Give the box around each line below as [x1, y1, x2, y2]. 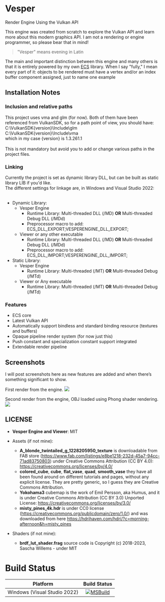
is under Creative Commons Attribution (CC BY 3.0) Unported [19, 495, 144, 500]
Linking [5, 163, 24, 170]
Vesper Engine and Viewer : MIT [12, 428, 78, 434]
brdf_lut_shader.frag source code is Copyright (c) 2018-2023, [19, 540, 146, 546]
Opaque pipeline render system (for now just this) [12, 333, 113, 339]
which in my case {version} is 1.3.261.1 [5, 135, 82, 141]
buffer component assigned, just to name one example [5, 74, 116, 80]
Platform [32, 580, 54, 587]
